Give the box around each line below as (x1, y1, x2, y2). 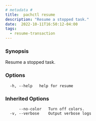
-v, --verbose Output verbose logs (10, 111, 92, 116)
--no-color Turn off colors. (18, 106, 85, 111)
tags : (5, 26, 17, 31)
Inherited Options (5, 95, 50, 102)
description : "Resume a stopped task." (5, 17, 89, 22)
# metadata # (5, 7, 33, 13)
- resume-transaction (10, 31, 56, 36)
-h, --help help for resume (10, 83, 73, 89)
